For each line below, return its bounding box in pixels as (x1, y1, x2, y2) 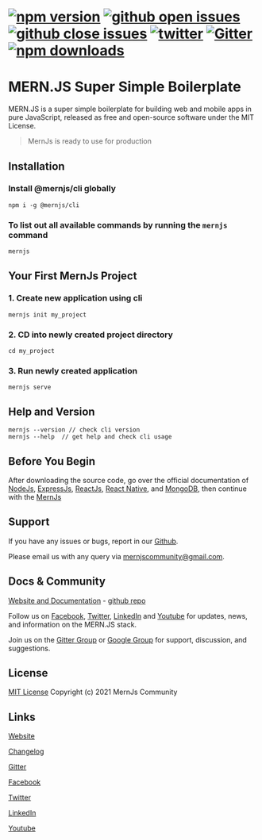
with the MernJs (8, 493, 62, 502)
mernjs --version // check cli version (8, 426, 141, 434)
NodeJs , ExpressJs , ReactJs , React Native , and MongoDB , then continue (8, 484, 248, 493)
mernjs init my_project (8, 310, 87, 319)
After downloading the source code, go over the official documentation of (8, 476, 249, 485)
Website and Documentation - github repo (8, 596, 146, 605)
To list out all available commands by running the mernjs (8, 219, 228, 230)
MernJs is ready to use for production (27, 136, 152, 146)
